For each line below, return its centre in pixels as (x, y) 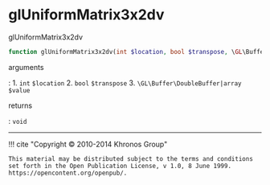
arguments (26, 67)
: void (18, 121)
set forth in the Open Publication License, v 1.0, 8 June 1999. (120, 166)
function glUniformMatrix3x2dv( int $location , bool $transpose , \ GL (125, 51)
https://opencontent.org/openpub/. (68, 173)
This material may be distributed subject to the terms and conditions (131, 158)
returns (20, 105)
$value (19, 90)
